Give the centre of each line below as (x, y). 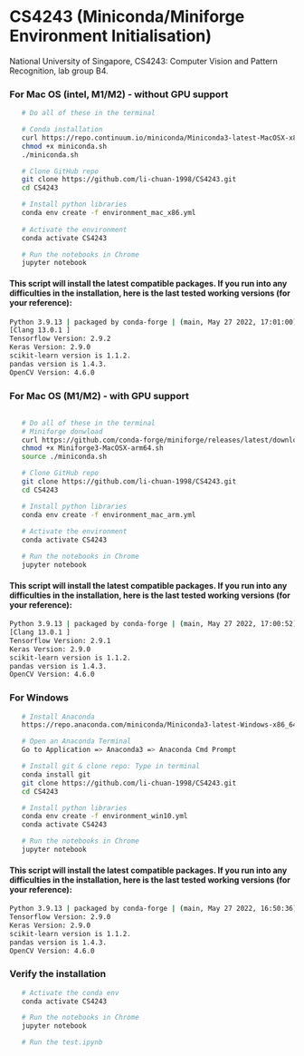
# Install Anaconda (58, 717)
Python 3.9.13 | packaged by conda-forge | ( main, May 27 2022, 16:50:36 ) (153, 909)
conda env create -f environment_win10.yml (104, 816)
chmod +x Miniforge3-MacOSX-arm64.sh (93, 448)
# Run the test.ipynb (62, 1042)
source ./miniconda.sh (64, 457)
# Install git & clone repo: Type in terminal (111, 767)
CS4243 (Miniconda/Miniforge (127, 17)
